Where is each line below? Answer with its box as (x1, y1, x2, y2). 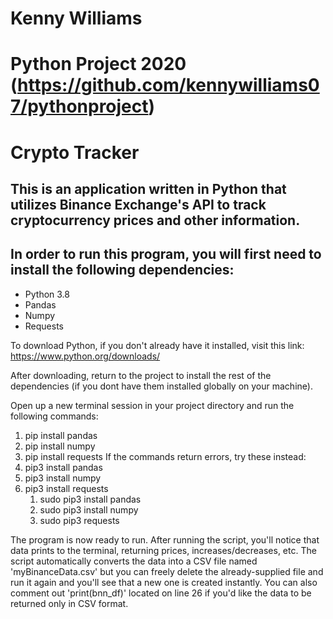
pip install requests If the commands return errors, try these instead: (24, 450, 307, 462)
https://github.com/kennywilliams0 (17, 74, 320, 97)
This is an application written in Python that (10, 180, 287, 197)
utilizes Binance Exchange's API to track (10, 196, 267, 213)
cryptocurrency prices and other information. (10, 212, 301, 229)
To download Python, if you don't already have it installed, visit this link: (10, 339, 305, 351)
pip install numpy (24, 440, 96, 452)
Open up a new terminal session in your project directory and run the (10, 399, 295, 411)
